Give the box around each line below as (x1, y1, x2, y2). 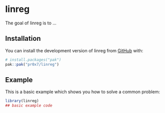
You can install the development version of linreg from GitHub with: (5, 47, 143, 53)
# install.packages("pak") (5, 57, 61, 62)
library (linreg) (5, 99, 39, 104)
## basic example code (5, 103, 52, 108)
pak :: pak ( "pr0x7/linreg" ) (5, 62, 59, 67)
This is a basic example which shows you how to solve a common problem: (5, 89, 160, 95)
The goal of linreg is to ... (5, 20, 56, 26)
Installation (5, 34, 41, 43)
